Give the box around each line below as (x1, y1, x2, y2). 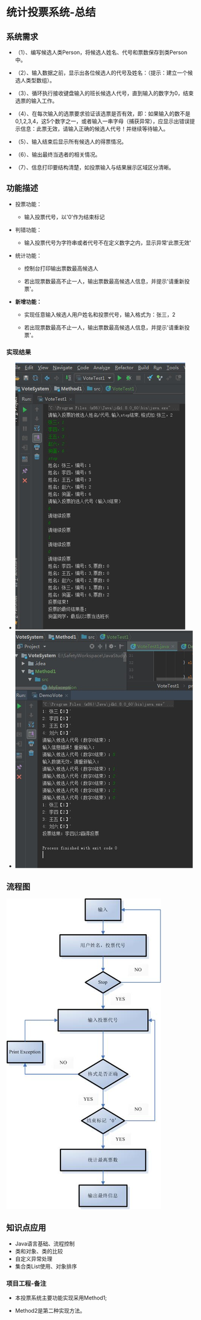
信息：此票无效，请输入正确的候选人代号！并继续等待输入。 (20, 125, 169, 132)
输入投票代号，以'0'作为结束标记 (24, 213, 105, 220)
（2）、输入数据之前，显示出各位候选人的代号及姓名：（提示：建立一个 (14, 69, 188, 76)
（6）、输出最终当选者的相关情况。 (14, 151, 101, 158)
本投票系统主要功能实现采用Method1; (14, 1294, 107, 1302)
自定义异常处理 (14, 1255, 53, 1262)
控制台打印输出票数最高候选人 (24, 265, 98, 272)
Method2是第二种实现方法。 (14, 1307, 86, 1315)
